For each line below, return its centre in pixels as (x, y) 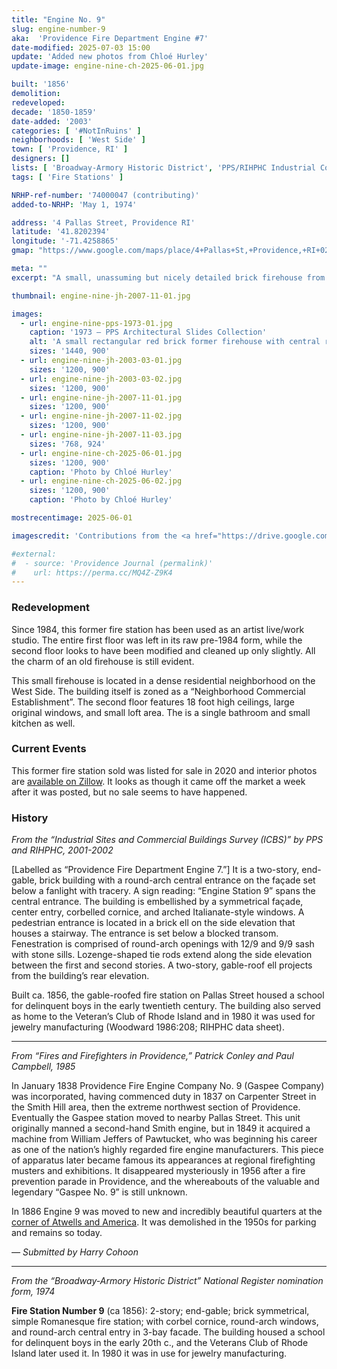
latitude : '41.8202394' (61, 232)
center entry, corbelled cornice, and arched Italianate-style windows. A (158, 912)
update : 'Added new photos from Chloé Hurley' (110, 57)
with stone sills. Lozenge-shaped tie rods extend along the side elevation (162, 955)
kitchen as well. (43, 723)
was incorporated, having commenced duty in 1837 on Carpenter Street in (164, 1097)
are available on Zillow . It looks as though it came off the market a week (158, 781)
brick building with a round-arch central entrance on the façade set (177, 880)
